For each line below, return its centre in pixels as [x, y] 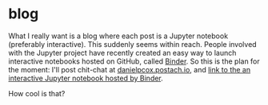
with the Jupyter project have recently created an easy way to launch [122, 52]
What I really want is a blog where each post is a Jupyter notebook [118, 36]
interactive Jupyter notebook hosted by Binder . [86, 78]
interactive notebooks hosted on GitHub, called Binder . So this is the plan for [134, 61]
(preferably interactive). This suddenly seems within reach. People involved [133, 44]
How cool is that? [37, 93]
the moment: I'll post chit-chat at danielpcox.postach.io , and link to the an [129, 69]
